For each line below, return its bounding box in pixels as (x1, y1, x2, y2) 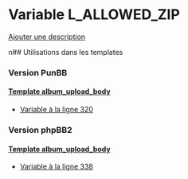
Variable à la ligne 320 (19, 105, 94, 115)
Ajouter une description (8, 32, 86, 41)
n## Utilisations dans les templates (8, 47, 123, 56)
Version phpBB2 (8, 124, 73, 135)
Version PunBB (8, 67, 68, 78)
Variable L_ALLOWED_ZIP (8, 6, 181, 24)
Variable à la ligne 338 (19, 161, 94, 172)
